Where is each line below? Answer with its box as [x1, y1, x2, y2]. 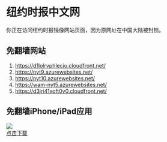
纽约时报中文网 [6, 5, 80, 19]
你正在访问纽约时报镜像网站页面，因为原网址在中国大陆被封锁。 [6, 26, 164, 34]
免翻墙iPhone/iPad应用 [6, 106, 93, 117]
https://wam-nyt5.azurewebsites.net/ [14, 81, 107, 88]
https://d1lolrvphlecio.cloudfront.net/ [14, 62, 106, 69]
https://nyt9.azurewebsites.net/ [14, 68, 93, 75]
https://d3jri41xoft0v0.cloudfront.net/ [14, 87, 107, 95]
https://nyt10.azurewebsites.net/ [14, 74, 95, 81]
